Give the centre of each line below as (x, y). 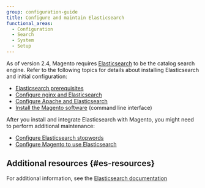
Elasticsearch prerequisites (49, 88)
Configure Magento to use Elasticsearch (66, 144)
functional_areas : (30, 23)
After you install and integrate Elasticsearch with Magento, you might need (100, 119)
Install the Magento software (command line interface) (84, 107)
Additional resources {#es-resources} (80, 163)
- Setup (22, 46)
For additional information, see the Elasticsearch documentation (87, 178)
